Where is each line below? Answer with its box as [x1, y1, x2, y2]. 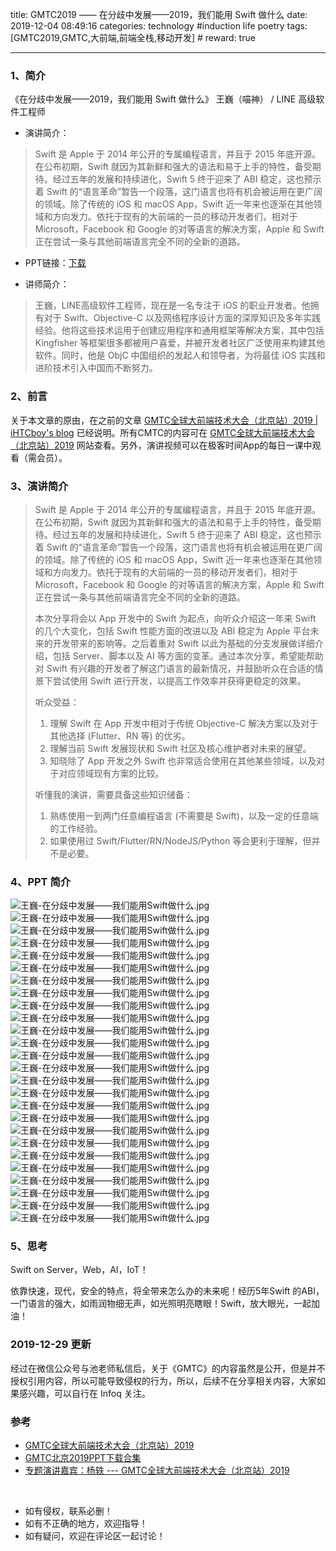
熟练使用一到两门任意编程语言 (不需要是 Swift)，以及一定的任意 [49, 809, 310, 822]
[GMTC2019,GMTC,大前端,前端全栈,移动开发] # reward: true [10, 32, 256, 43]
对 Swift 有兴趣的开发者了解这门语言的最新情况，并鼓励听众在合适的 [34, 662, 315, 674]
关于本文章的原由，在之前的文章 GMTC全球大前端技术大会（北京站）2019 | [10, 414, 319, 426]
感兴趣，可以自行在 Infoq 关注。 [18, 1387, 151, 1399]
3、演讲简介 [10, 479, 69, 493]
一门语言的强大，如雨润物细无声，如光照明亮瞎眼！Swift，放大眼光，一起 [10, 1298, 312, 1310]
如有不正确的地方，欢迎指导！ [24, 1518, 148, 1530]
